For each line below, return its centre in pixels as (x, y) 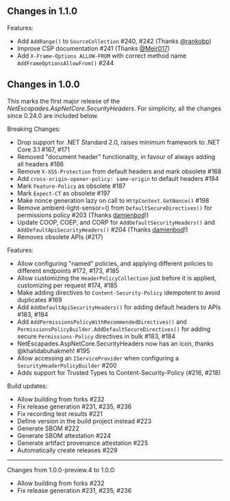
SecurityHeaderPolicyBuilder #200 (67, 365)
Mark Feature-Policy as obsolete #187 (71, 186)
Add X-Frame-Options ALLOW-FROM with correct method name (102, 56)
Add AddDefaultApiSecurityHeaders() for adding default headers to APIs (119, 307)
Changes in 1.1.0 (42, 11)
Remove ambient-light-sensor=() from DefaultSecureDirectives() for (114, 208)
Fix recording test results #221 (60, 413)
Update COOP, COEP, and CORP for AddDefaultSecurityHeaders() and (116, 222)
